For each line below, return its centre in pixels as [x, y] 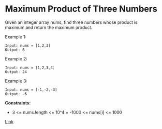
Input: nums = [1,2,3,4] [30, 68]
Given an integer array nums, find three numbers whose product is [71, 22]
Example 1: [16, 37]
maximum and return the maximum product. [49, 27]
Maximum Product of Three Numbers [81, 9]
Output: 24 [16, 72]
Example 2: [16, 58]
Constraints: [18, 103]
